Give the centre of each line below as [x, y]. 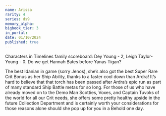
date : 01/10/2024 [23, 38]
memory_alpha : [20, 24]
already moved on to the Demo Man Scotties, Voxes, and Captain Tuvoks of [82, 92]
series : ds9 [17, 19]
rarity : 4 [15, 14]
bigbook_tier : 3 [22, 28]
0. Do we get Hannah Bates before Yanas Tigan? [72, 61]
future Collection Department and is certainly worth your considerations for [82, 103]
